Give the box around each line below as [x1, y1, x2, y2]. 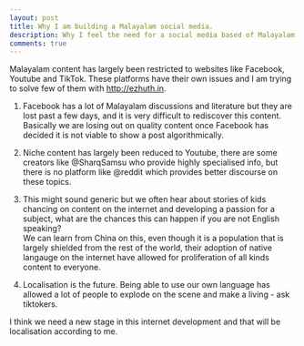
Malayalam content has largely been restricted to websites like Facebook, [9, 64, 285, 75]
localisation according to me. [9, 326, 118, 337]
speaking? [22, 223, 62, 234]
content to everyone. [22, 261, 102, 273]
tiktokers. [22, 299, 58, 310]
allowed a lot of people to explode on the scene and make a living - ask [22, 289, 290, 300]
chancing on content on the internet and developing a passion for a [22, 204, 276, 215]
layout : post [9, 13, 59, 23]
